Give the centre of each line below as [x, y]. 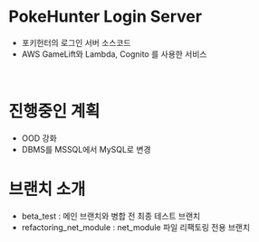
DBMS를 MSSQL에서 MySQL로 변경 [86, 149]
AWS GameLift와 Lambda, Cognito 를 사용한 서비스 [114, 54]
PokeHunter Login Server [106, 17]
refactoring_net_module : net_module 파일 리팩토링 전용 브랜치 [136, 227]
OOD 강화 [39, 138]
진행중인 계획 [54, 112]
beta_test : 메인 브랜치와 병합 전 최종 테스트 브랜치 [111, 216]
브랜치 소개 [47, 189]
